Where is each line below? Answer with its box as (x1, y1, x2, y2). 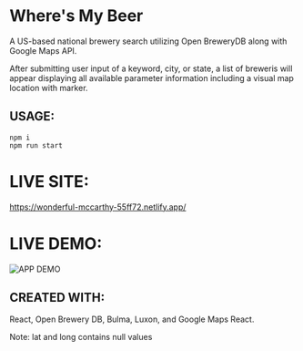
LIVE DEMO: (9, 233, 103, 253)
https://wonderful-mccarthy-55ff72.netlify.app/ (9, 201, 187, 212)
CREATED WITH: (9, 290, 106, 305)
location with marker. (9, 82, 88, 93)
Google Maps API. (9, 45, 77, 56)
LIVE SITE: (9, 170, 89, 191)
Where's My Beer (9, 5, 144, 26)
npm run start (9, 140, 64, 150)
